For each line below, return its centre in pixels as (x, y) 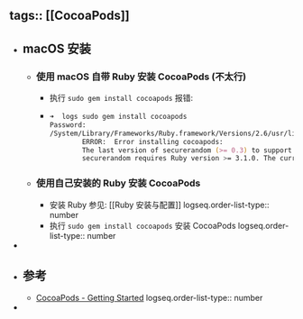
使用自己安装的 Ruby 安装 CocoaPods (118, 183)
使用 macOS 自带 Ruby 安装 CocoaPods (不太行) (141, 77)
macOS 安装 (57, 48)
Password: (68, 125)
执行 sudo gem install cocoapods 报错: (121, 98)
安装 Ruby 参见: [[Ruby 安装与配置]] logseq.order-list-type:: (159, 205)
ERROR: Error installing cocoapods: (152, 141)
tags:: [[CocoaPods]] (70, 16)
